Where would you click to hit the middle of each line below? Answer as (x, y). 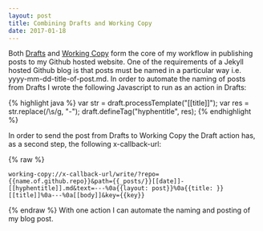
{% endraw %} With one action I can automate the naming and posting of (129, 210)
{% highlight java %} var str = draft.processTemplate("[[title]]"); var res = (129, 103)
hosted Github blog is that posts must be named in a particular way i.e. (125, 71)
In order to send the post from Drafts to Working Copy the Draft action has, (132, 136)
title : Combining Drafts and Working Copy (80, 23)
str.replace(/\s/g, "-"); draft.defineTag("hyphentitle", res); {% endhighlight (130, 111)
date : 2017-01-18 (37, 30)
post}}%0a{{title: (183, 188)
